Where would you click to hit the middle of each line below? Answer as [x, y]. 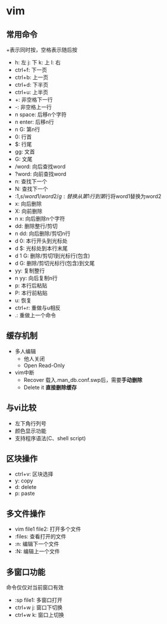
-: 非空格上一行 [33, 107]
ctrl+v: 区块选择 [34, 474]
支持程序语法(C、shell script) [50, 438]
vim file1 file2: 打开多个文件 [48, 529]
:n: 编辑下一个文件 [37, 544]
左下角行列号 [30, 423]
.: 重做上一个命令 [35, 315]
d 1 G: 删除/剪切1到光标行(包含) [52, 256]
